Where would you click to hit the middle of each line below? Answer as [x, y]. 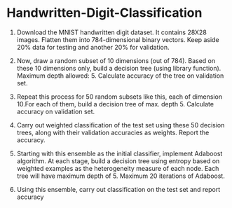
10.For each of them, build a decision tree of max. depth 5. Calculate [115, 104]
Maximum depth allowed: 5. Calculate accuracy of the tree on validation [120, 76]
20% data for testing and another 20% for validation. [93, 47]
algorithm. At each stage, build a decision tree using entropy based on [118, 161]
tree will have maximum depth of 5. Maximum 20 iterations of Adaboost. [121, 176]
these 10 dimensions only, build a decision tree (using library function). [119, 68]
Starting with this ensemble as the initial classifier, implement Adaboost [120, 153]
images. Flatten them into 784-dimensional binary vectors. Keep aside [118, 39]
